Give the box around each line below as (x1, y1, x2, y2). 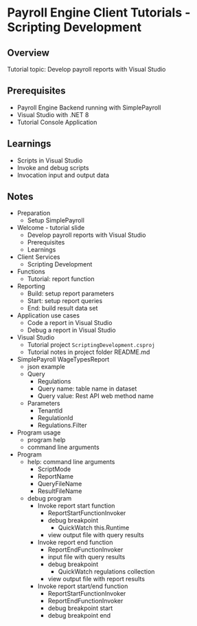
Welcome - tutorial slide (16, 224, 85, 232)
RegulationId (37, 414, 73, 422)
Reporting (16, 282, 46, 291)
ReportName (37, 472, 74, 481)
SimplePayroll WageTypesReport (16, 355, 110, 364)
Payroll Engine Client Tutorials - (7, 5, 191, 21)
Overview (7, 47, 50, 59)
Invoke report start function (37, 501, 115, 510)
